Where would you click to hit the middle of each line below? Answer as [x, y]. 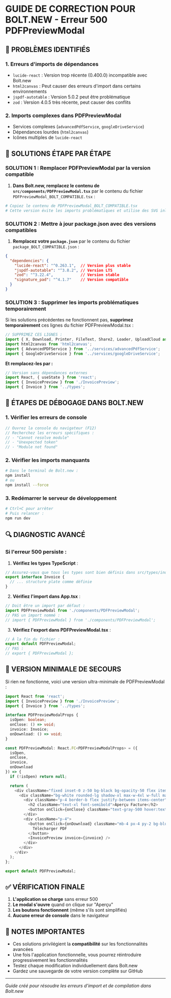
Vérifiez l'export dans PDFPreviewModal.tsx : [62, 630]
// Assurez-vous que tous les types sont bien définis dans [70, 572]
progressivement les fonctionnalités [50, 960]
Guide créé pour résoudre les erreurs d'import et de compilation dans [78, 986]
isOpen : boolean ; [28, 720]
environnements [30, 91]
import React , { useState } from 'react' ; [51, 378]
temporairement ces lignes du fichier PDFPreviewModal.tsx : [69, 326]
